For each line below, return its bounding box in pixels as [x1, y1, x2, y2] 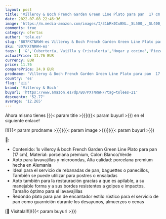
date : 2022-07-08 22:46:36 [5, 16, 61, 21]
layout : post [5, 7, 32, 12]
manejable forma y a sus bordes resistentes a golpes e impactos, [12, 183, 145, 189]
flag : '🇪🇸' [5, 80, 30, 85]
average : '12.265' [5, 99, 43, 104]
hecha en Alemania [12, 162, 52, 168]
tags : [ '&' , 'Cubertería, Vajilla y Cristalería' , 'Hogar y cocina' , [5, 48, 149, 53]
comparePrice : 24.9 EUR [5, 67, 54, 72]
